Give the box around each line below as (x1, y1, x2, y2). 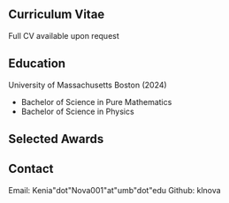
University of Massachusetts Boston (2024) (8, 79, 167, 90)
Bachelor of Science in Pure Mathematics (20, 96, 172, 107)
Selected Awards (8, 132, 104, 147)
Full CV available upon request (8, 30, 120, 41)
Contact (8, 162, 54, 177)
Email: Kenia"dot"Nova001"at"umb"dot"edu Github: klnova (8, 184, 222, 195)
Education (8, 56, 66, 71)
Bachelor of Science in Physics (20, 106, 134, 117)
